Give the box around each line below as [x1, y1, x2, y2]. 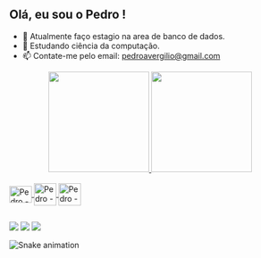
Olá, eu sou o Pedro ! [9, 7, 127, 22]
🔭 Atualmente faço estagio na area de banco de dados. [21, 30, 225, 41]
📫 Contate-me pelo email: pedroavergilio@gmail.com [21, 50, 221, 61]
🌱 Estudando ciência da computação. [21, 40, 161, 51]
